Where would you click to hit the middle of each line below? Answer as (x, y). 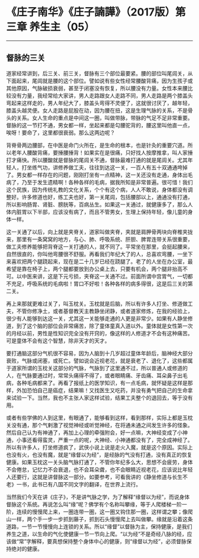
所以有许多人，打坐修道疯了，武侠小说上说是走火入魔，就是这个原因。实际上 (99, 447)
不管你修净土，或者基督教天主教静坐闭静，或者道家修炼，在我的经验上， (105, 311)
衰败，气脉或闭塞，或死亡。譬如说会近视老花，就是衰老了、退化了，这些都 (97, 360)
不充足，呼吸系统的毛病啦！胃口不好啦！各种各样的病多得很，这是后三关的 (97, 283)
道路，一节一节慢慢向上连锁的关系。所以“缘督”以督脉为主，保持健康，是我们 (99, 526)
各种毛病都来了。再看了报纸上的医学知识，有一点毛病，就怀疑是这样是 (102, 383)
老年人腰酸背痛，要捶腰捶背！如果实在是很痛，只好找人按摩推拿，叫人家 (99, 152)
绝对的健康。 (27, 549)
